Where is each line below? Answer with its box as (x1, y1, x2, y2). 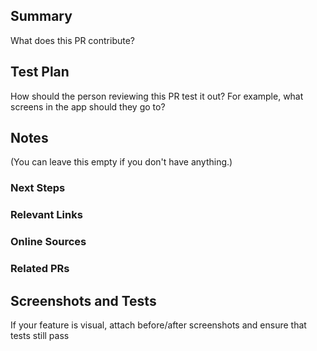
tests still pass (10, 329, 70, 341)
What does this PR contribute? (10, 34, 136, 46)
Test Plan (10, 64, 70, 81)
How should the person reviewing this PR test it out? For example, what (10, 90, 304, 102)
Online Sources (10, 235, 87, 249)
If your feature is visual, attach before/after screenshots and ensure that (10, 319, 307, 331)
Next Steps (10, 181, 66, 195)
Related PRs (10, 262, 70, 276)
